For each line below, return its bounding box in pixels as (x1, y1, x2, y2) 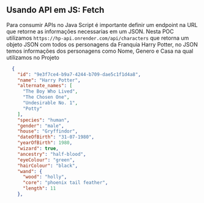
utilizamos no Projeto (6, 53, 59, 61)
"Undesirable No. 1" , (22, 100, 78, 106)
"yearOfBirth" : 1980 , (17, 140, 72, 146)
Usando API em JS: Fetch (6, 5, 105, 15)
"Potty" (22, 105, 43, 112)
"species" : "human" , (17, 117, 70, 123)
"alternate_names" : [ (17, 83, 72, 89)
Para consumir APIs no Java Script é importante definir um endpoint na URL (6, 21, 198, 28)
